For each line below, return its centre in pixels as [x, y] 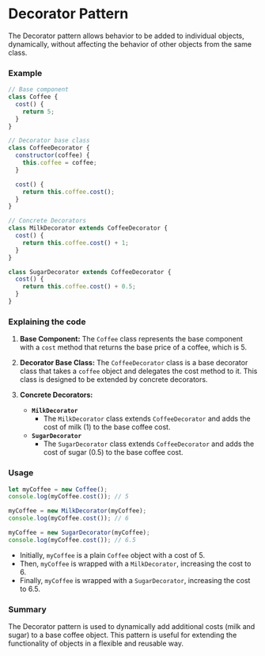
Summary [28, 609]
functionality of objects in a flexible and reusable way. [96, 643]
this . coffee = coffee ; [60, 163]
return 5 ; [39, 112]
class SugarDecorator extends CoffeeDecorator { [90, 272]
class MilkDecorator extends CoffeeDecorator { [88, 228]
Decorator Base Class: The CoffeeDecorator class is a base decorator [134, 363]
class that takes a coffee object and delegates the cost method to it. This [138, 371]
